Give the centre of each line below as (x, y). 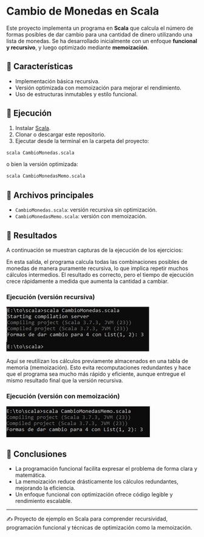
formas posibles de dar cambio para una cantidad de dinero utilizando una (99, 34)
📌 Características (40, 67)
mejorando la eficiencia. (45, 488)
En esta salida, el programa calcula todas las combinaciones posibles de (97, 262)
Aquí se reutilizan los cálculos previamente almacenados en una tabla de (97, 361)
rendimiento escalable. (44, 501)
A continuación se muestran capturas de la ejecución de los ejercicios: (95, 250)
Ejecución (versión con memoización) (63, 397)
